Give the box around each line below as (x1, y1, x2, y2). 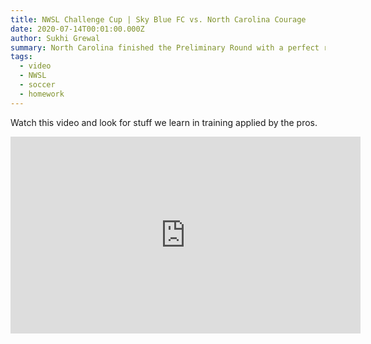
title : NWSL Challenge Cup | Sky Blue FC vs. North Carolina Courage (10, 14, 307, 25)
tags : (10, 52, 33, 62)
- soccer (19, 80, 56, 90)
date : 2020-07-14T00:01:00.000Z (10, 24, 145, 34)
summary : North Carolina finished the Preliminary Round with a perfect (10, 42, 320, 53)
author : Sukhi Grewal (10, 33, 101, 43)
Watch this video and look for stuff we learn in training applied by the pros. (10, 116, 318, 128)
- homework (19, 89, 65, 99)
